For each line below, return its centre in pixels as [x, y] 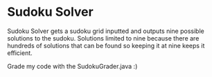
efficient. [20, 53]
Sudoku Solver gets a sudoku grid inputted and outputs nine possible [106, 31]
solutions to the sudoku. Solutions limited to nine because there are [103, 38]
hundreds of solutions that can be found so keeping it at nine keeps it [106, 45]
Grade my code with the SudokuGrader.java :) [72, 66]
